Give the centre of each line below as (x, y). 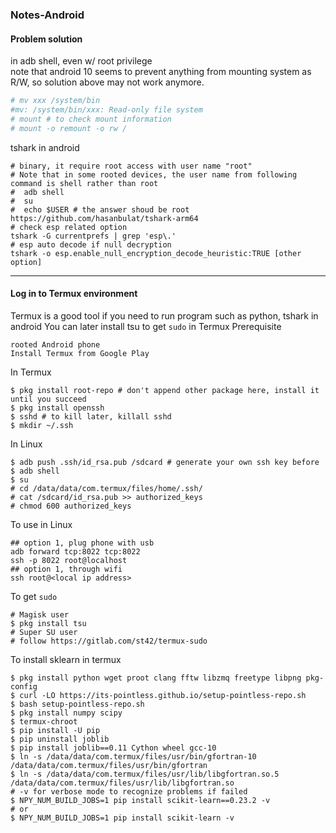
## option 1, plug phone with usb (82, 543)
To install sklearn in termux (66, 659)
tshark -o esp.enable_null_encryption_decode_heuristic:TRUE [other (156, 253)
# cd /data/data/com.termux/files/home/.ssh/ (106, 488)
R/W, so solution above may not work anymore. (107, 82)
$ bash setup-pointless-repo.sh (77, 704)
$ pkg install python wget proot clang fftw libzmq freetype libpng (156, 678)
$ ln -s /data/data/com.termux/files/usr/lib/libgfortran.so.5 (145, 774)
